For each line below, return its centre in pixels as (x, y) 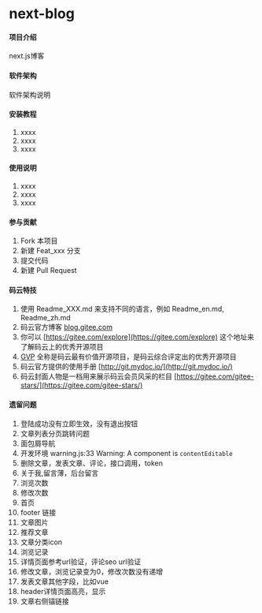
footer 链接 (38, 512)
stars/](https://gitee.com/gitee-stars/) (81, 385)
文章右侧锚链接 (44, 601)
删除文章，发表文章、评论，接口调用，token (92, 463)
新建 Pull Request (48, 271)
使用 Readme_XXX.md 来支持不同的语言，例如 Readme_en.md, (122, 309)
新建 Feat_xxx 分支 (50, 251)
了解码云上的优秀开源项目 (62, 347)
